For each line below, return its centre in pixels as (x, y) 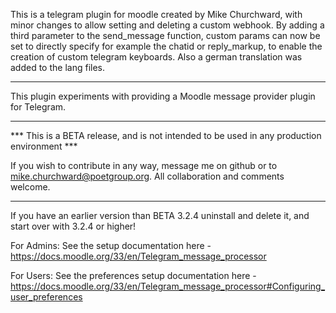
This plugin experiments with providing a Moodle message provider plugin (163, 96)
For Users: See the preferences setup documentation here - (133, 275)
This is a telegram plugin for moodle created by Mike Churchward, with (156, 14)
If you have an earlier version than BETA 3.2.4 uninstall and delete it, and (160, 215)
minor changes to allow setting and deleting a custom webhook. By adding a (167, 25)
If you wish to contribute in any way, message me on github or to (144, 165)
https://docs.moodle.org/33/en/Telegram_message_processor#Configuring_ (168, 286)
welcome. (30, 187)
